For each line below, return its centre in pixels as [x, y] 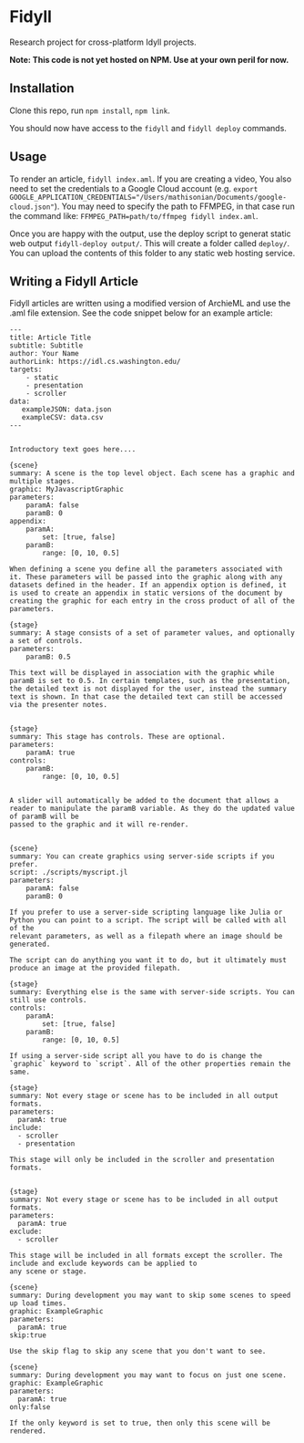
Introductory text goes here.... [73, 450]
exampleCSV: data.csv [62, 418]
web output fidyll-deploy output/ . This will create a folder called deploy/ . [150, 243]
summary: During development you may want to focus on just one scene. [148, 1376]
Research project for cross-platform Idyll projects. [103, 42]
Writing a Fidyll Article [74, 281]
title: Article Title [51, 338]
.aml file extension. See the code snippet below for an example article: [141, 313]
